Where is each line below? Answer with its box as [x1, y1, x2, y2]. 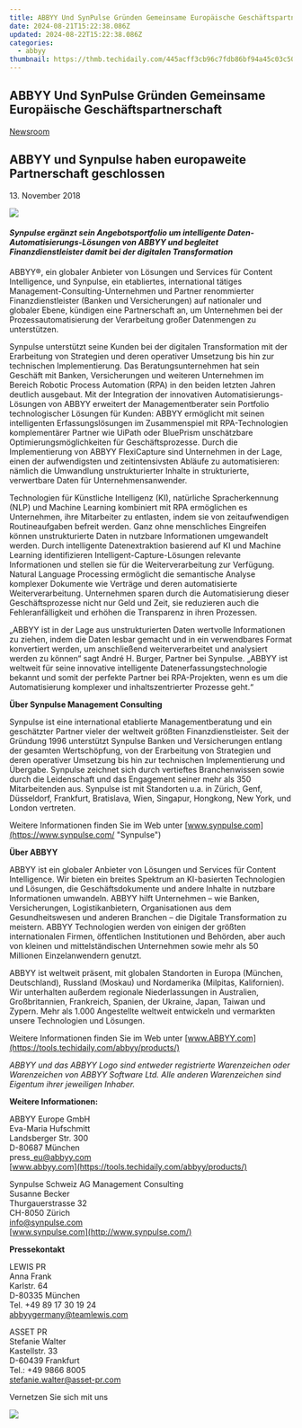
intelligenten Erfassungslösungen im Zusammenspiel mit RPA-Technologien [9, 417, 289, 428]
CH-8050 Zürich [9, 1207, 70, 1218]
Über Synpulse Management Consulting [9, 698, 163, 710]
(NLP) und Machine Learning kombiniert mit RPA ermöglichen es [9, 501, 248, 512]
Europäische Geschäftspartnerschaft [9, 102, 223, 118]
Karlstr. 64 [9, 1280, 49, 1291]
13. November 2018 [9, 190, 81, 200]
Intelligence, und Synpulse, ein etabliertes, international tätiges [9, 276, 243, 287]
